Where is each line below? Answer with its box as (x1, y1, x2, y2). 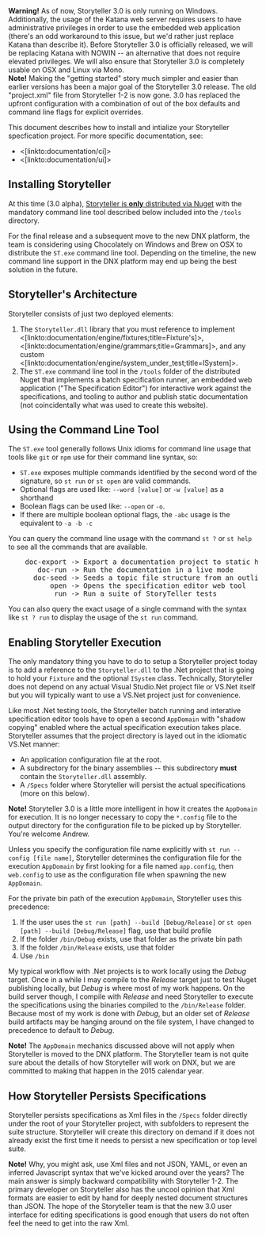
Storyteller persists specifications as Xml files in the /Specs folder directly (8, 1111, 248, 1120)
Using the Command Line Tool (8, 423, 160, 437)
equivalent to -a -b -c (19, 518, 93, 528)
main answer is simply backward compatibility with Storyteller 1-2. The (8, 1177, 239, 1186)
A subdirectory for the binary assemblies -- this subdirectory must (19, 763, 237, 773)
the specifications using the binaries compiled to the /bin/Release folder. (8, 1000, 247, 1010)
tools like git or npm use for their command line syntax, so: (8, 452, 198, 462)
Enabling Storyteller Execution (8, 635, 162, 649)
